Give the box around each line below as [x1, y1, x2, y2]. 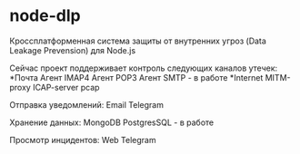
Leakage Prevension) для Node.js [9, 44, 136, 55]
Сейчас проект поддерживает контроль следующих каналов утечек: [9, 63, 278, 73]
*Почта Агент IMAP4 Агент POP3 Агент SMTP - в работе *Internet [9, 72, 264, 82]
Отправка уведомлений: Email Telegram [9, 99, 164, 110]
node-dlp [9, 5, 81, 26]
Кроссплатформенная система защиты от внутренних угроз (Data [9, 35, 266, 46]
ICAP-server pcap [33, 82, 100, 92]
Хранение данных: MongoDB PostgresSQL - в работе [9, 117, 215, 128]
